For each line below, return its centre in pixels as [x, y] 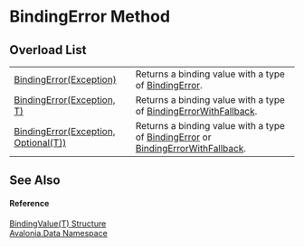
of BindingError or [173, 137]
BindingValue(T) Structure [58, 224]
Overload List [48, 50]
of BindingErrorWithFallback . [196, 111]
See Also [35, 181]
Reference [29, 203]
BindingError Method [90, 17]
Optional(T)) [40, 143]
